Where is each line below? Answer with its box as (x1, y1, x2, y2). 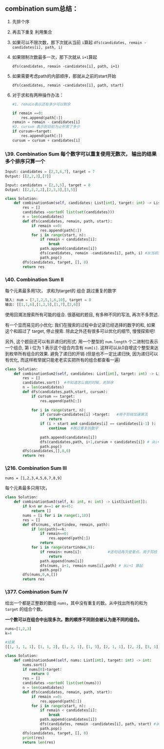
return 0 (31, 672, 49, 677)
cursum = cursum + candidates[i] (12, 138, 81, 143)
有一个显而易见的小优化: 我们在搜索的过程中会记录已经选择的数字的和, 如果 (5, 322, 155, 328)
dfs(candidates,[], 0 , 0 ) (22, 449, 71, 454)
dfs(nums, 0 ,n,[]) (22, 572, 58, 577)
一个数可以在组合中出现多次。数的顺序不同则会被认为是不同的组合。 (5, 617, 142, 623)
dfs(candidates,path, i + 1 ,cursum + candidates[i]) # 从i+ (40, 439, 160, 444)
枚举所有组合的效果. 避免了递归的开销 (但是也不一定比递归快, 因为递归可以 (9, 351, 158, 357)
